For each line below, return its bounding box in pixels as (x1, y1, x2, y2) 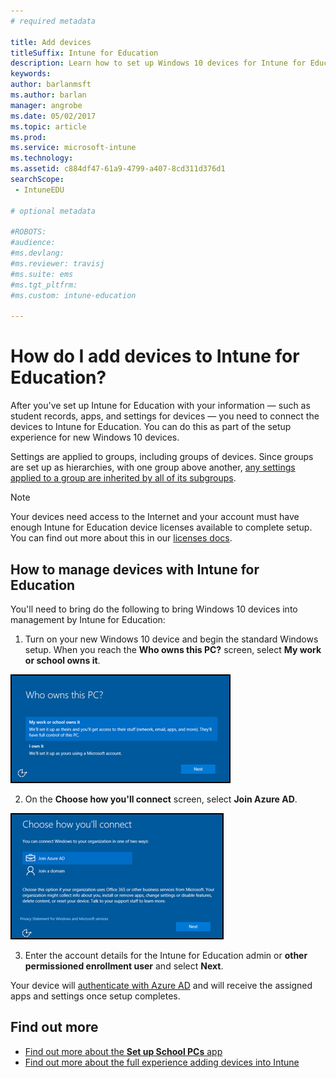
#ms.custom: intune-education (10, 290, 137, 300)
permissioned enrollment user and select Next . (24, 960, 224, 972)
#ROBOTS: (10, 227, 47, 237)
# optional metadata (10, 206, 97, 216)
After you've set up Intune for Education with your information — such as (10, 400, 311, 412)
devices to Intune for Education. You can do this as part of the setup (10, 421, 292, 433)
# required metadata (10, 16, 97, 26)
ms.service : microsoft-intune (10, 143, 137, 153)
